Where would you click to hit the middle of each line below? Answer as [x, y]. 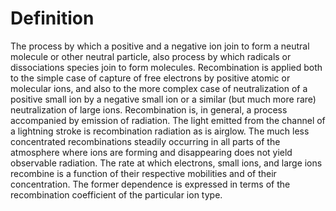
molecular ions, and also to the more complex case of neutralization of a [159, 88]
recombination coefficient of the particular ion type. [116, 194]
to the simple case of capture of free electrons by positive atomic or [150, 78]
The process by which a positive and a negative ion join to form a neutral [160, 46]
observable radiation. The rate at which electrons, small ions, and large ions [166, 163]
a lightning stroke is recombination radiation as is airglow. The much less [160, 131]
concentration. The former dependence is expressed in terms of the [150, 184]
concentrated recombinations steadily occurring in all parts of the [145, 141]
